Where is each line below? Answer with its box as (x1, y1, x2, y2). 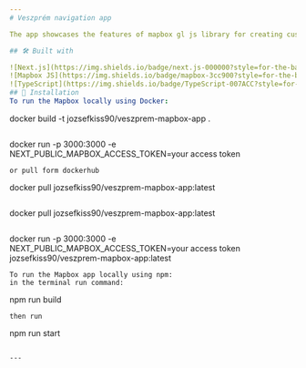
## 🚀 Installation (9, 88, 79, 97)
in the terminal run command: (9, 278, 125, 287)
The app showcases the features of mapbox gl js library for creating (9, 29, 283, 39)
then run (9, 312, 43, 321)
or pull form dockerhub (9, 166, 100, 175)
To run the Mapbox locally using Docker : (9, 97, 169, 106)
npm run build (9, 293, 62, 305)
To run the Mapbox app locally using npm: (9, 270, 173, 279)
